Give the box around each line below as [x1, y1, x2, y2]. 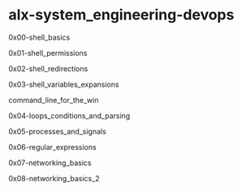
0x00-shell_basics [8, 32, 71, 42]
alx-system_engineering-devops [8, 6, 235, 24]
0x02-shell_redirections [8, 63, 89, 74]
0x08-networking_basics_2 [8, 173, 100, 183]
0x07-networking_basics [8, 158, 92, 168]
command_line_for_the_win [8, 95, 99, 104]
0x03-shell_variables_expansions [8, 79, 119, 89]
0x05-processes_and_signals [8, 126, 107, 136]
